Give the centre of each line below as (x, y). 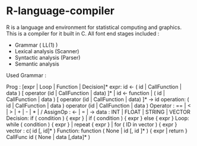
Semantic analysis (37, 64)
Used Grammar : (26, 75)
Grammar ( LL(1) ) (36, 45)
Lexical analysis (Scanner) (47, 51)
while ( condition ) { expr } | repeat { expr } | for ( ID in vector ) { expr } (92, 124)
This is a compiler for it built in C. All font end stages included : (83, 33)
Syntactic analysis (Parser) (47, 57)
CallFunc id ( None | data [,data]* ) (48, 137)
